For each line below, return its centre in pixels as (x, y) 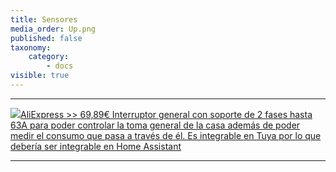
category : (49, 57)
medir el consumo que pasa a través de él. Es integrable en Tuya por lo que (166, 135)
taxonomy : (31, 47)
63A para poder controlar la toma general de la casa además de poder (155, 125)
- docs (60, 66)
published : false (46, 38)
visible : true (40, 76)
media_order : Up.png (53, 29)
